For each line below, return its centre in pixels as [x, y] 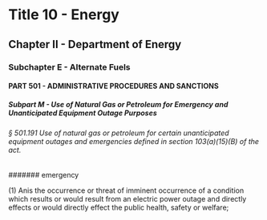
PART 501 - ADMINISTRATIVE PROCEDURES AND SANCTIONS [113, 86]
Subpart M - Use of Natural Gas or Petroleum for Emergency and [118, 104]
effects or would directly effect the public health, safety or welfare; [119, 207]
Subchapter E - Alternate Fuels [69, 67]
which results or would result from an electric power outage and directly [127, 198]
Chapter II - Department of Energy [95, 44]
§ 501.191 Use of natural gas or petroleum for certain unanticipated [119, 133]
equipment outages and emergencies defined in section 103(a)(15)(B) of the [133, 142]
